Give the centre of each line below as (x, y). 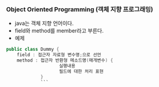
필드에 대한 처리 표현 (81, 71)
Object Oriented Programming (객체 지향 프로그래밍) (80, 9)
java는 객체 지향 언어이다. (44, 23)
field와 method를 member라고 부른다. (59, 31)
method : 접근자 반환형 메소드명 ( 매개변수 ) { (65, 60)
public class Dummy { (33, 49)
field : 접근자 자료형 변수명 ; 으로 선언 (59, 55)
